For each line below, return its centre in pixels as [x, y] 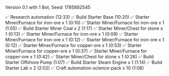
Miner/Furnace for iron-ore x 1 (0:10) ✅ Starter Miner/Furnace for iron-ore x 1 [85, 23]
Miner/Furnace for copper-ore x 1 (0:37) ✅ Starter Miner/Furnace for [76, 51]
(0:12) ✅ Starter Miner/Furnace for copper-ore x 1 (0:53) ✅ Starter [74, 45]
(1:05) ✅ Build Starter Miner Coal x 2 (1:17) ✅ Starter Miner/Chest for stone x [84, 28]
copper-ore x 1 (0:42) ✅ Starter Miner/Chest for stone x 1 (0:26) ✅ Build [79, 57]
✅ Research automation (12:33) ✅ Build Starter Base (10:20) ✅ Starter [77, 17]
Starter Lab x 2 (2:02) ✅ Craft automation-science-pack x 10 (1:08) [75, 68]
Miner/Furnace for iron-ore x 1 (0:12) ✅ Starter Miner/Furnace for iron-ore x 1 [85, 40]
